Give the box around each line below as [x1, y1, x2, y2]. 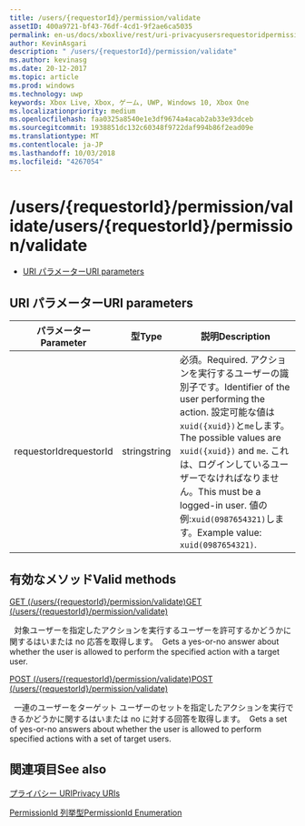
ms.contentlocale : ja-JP [9, 140, 103, 149]
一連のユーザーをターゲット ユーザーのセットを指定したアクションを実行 [13, 702, 286, 713]
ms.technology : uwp [9, 89, 84, 98]
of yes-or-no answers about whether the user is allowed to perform [9, 724, 261, 735]
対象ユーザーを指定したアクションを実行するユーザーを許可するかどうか [13, 625, 284, 636]
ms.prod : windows [9, 81, 75, 90]
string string [122, 445, 172, 458]
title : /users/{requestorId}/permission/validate [9, 13, 202, 23]
